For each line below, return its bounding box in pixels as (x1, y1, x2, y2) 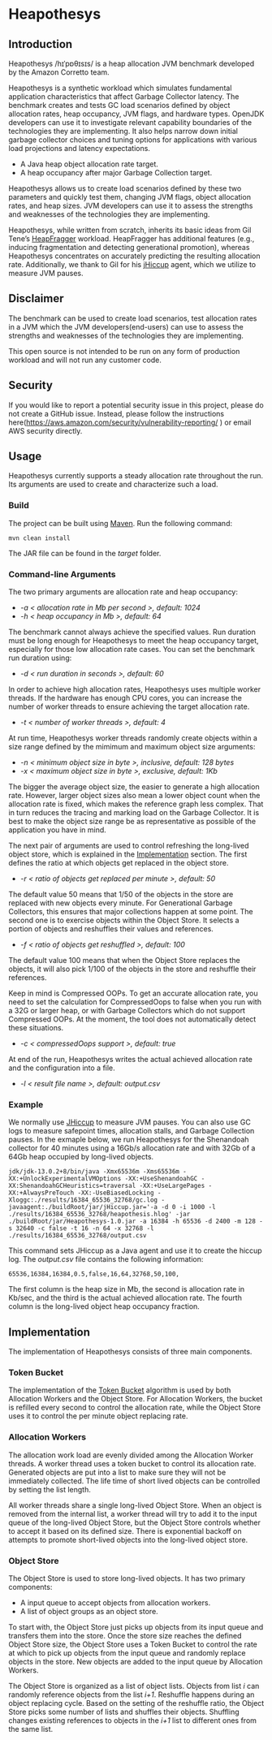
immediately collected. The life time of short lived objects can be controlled (8, 1475, 261, 1486)
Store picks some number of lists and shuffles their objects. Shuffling (8, 1707, 240, 1717)
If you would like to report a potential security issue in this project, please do (8, 399, 264, 410)
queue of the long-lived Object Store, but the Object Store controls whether (8, 1518, 261, 1527)
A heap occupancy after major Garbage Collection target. (19, 168, 213, 177)
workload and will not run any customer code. (8, 355, 162, 365)
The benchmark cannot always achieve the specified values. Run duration (8, 627, 256, 637)
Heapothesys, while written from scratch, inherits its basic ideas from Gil (8, 225, 252, 235)
